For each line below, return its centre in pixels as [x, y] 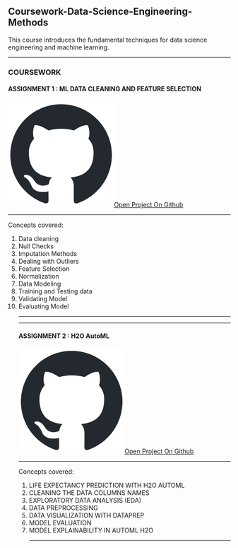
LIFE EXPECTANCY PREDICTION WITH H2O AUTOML [107, 485]
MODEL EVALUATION [60, 523]
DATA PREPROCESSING [63, 508]
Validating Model [43, 298]
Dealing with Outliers [49, 261]
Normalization [38, 276]
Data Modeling [40, 284]
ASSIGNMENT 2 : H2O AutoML [64, 336]
